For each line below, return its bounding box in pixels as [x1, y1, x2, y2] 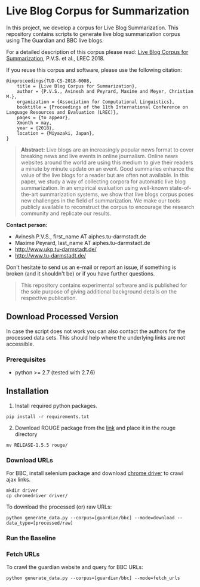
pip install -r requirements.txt [6, 413, 90, 420]
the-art [20, 190, 39, 198]
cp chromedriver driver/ [6, 493, 68, 499]
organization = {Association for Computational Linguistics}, [17, 99, 175, 105]
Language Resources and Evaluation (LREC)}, [6, 109, 119, 115]
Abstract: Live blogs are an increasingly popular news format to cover [20, 146, 194, 153]
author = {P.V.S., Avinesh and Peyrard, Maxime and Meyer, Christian [17, 88, 194, 94]
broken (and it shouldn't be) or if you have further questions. [6, 270, 155, 277]
